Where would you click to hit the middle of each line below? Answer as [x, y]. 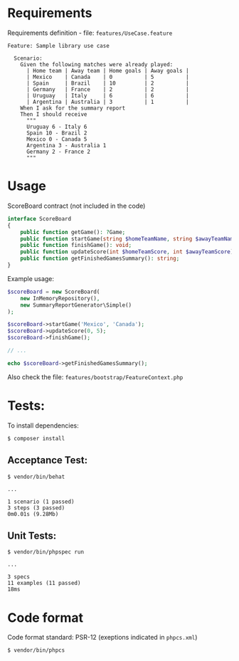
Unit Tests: [32, 535]
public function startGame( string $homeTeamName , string [106, 239]
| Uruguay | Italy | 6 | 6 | [108, 95]
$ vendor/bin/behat [36, 477]
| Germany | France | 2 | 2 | [108, 89]
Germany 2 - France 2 [58, 152]
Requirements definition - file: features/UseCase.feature [90, 33]
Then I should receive [54, 114]
